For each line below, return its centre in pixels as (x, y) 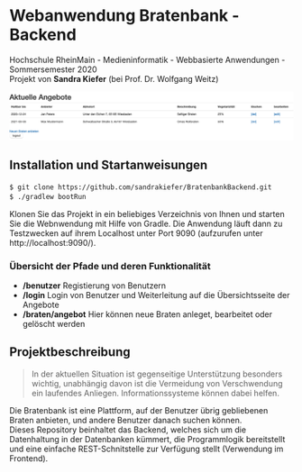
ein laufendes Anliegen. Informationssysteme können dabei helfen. (155, 393)
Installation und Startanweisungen (109, 165)
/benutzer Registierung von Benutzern (94, 286)
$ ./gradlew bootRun (48, 196)
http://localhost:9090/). (53, 242)
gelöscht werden (54, 323)
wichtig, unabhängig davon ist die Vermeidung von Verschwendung (157, 383)
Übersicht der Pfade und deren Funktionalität (110, 266)
